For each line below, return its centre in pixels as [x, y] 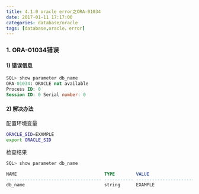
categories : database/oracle [42, 23]
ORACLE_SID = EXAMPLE [30, 135]
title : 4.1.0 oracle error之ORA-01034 [54, 12]
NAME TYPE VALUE [78, 174]
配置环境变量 [22, 123]
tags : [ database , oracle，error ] [46, 28]
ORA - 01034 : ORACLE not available [47, 84]
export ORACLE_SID [29, 140]
